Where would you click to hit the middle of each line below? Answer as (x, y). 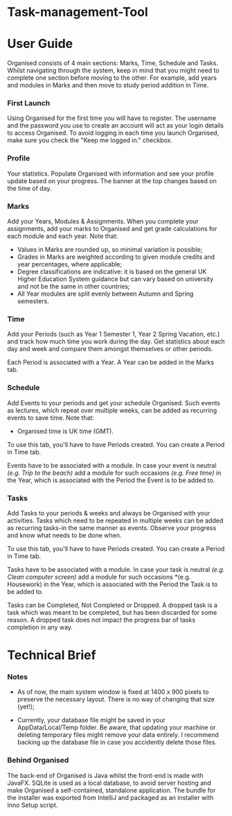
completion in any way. (40, 627)
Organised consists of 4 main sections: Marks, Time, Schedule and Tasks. (113, 63)
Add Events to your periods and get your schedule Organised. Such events (114, 402)
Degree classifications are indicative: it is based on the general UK (112, 272)
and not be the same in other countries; (73, 287)
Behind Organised (38, 760)
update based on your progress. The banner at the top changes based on (112, 180)
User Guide (40, 44)
